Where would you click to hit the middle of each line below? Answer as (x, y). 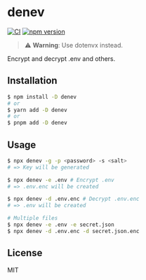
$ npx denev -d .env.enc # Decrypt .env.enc (73, 199)
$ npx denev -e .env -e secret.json (61, 225)
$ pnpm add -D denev (38, 123)
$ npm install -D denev (42, 97)
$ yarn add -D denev (38, 110)
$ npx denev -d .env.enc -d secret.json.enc (73, 231)
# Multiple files (33, 218)
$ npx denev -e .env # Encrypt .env (61, 180)
